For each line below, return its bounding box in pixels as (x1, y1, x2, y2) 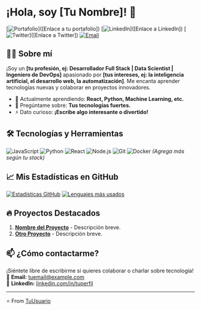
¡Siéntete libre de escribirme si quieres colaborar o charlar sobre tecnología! (6, 267, 194, 274)
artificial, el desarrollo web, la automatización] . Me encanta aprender (6, 77, 181, 84)
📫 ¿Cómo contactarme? (6, 248, 99, 259)
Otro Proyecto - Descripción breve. (14, 230, 103, 238)
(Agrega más (152, 148, 185, 155)
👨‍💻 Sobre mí (6, 49, 53, 59)
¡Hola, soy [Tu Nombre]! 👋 (6, 5, 136, 19)
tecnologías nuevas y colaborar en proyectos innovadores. (6, 84, 151, 91)
